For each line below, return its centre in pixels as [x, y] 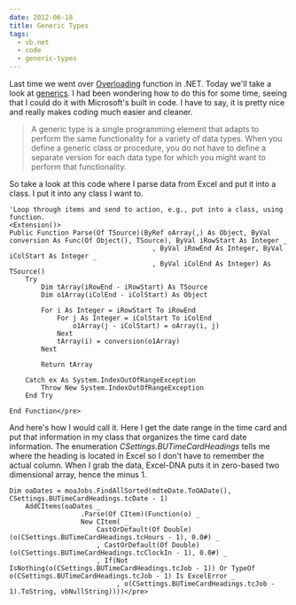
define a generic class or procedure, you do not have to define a [148, 148]
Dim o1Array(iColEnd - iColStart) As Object [125, 295]
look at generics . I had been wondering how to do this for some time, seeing [148, 93]
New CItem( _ [104, 522]
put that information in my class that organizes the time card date [128, 437]
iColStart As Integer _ [53, 256]
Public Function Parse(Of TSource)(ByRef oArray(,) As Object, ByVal [140, 233]
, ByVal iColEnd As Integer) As [212, 264]
